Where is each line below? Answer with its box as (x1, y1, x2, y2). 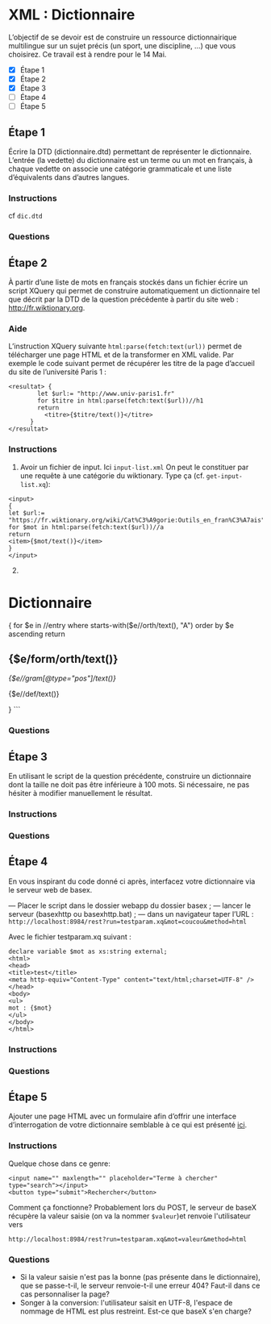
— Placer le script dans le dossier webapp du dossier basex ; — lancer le (8, 901, 252, 910)
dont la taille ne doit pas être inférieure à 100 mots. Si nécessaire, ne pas (8, 780, 250, 789)
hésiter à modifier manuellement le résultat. (8, 789, 153, 798)
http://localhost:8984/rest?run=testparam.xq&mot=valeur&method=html (8, 1235, 248, 1243)
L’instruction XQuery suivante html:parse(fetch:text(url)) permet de (8, 341, 242, 352)
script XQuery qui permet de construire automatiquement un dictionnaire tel (8, 286, 261, 296)
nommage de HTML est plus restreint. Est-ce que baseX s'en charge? (19, 1306, 252, 1316)
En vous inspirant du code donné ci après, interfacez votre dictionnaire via (8, 876, 256, 886)
